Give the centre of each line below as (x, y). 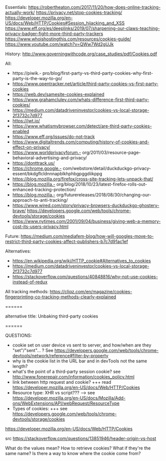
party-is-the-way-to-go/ (37, 78)
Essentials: (16, 7)
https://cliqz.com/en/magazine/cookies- (91, 291)
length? (20, 366)
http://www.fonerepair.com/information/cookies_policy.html (73, 377)
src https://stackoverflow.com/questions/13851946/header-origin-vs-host (81, 438)
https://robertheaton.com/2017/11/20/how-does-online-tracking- (94, 7)
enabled (21, 131)
